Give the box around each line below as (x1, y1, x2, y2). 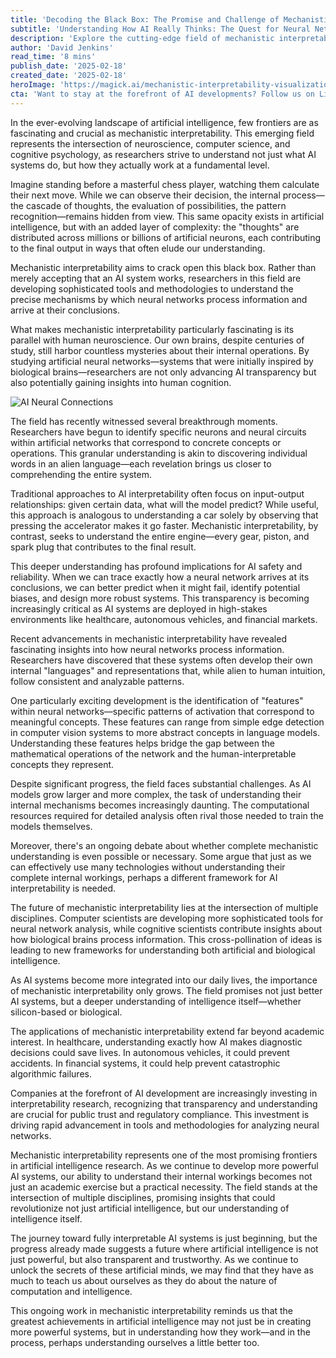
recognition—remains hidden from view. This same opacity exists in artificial (10, 210, 325, 222)
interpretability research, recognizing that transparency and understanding (10, 1097, 318, 1110)
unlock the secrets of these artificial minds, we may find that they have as (10, 1264, 314, 1276)
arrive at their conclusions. (10, 304, 121, 316)
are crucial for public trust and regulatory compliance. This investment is (10, 1108, 310, 1120)
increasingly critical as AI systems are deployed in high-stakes (10, 602, 268, 615)
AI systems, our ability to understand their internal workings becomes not (10, 1170, 313, 1182)
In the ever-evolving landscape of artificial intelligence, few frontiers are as (10, 116, 319, 128)
